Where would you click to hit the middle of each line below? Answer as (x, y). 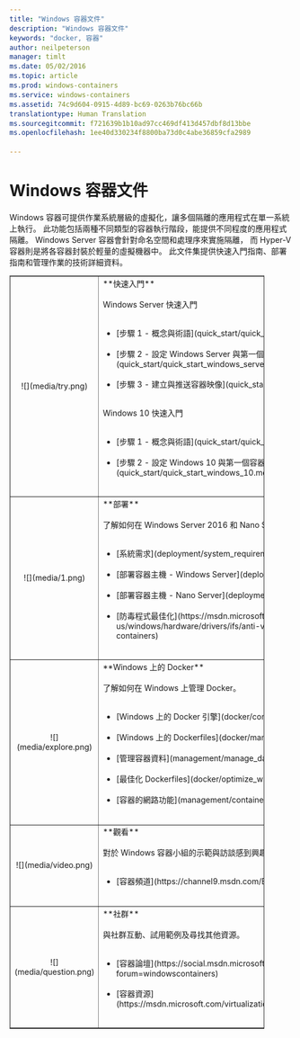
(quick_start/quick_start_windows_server (192, 363)
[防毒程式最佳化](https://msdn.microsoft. (192, 615)
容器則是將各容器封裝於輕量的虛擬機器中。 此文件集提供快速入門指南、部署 (148, 251)
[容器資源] (135, 993)
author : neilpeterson (50, 48)
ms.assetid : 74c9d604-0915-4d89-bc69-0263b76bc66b (106, 104)
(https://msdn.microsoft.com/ (170, 1004)
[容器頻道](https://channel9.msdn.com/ (189, 881)
